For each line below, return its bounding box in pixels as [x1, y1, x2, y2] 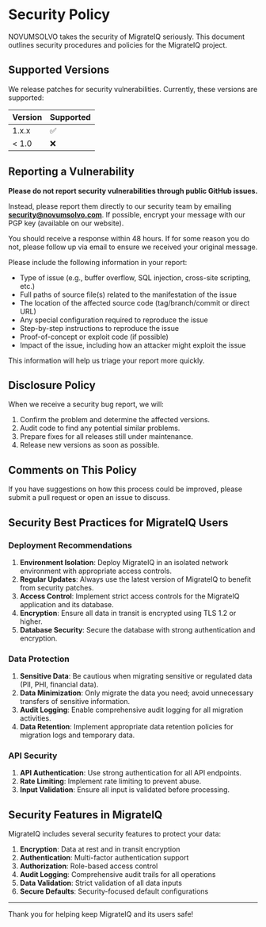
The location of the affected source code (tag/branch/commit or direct [19, 298, 250, 307]
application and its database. [19, 599, 115, 609]
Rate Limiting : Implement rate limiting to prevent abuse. [19, 776, 202, 787]
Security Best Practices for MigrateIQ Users [8, 516, 229, 529]
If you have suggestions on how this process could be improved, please [8, 484, 243, 494]
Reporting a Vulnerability [8, 165, 135, 179]
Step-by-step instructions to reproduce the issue [19, 323, 180, 333]
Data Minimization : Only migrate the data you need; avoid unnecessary [19, 688, 254, 698]
